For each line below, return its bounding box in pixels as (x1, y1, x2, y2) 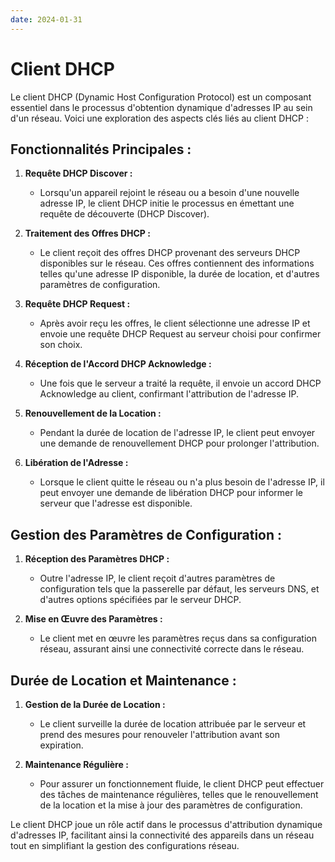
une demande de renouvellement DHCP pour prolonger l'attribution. (39, 437, 320, 450)
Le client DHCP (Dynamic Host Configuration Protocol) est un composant (10, 91, 312, 103)
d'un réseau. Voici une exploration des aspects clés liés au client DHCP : (10, 112, 309, 124)
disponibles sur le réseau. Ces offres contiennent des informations (39, 257, 315, 270)
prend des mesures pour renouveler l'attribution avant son (39, 729, 280, 740)
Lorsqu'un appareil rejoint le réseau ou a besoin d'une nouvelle (39, 187, 300, 199)
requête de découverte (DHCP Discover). (39, 208, 210, 220)
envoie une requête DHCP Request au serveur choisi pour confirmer (39, 328, 322, 340)
